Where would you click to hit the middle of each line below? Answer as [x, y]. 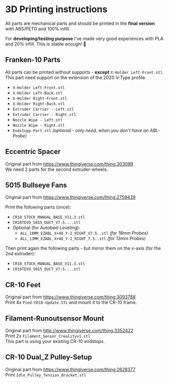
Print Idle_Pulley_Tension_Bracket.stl [46, 375]
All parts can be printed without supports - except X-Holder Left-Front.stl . [84, 72]
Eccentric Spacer [33, 152]
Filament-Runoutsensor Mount [55, 318]
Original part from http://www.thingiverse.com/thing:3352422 [69, 331]
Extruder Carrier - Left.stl [43, 109]
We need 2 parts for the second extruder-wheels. [57, 169]
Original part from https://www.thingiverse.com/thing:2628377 [70, 369]
